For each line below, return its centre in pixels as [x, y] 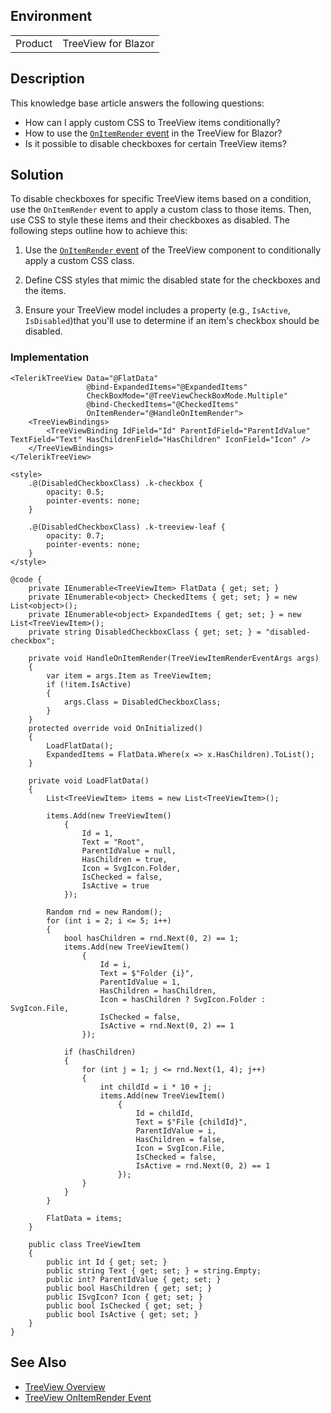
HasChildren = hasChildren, [158, 990]
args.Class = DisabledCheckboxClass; [142, 702]
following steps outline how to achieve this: [99, 231]
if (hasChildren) [100, 1052]
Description [47, 79]
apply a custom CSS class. [79, 261]
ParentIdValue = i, [176, 1130]
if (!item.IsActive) [89, 684]
